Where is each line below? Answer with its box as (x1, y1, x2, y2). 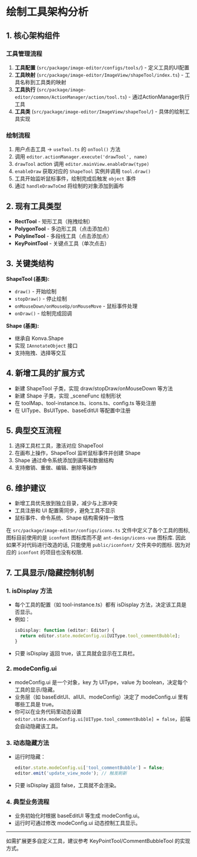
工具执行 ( (14, 86, 39, 93)
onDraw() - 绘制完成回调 (14, 310, 72, 317)
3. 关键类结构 (6, 259, 54, 268)
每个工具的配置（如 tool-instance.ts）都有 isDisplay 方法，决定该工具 (14, 601, 182, 608)
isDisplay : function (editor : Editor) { (14, 627, 115, 633)
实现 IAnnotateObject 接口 (14, 342, 78, 349)
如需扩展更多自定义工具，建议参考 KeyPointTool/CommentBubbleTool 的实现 (6, 838, 191, 845)
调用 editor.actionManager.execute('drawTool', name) (14, 153, 148, 160)
